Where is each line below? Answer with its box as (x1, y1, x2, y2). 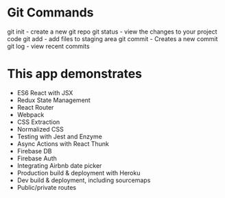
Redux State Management (16, 96, 91, 104)
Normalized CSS (16, 125, 64, 133)
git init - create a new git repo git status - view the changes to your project (7, 27, 217, 36)
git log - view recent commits (7, 42, 91, 50)
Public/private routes (16, 183, 77, 191)
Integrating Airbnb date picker (16, 161, 102, 169)
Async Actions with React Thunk (16, 139, 110, 148)
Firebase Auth (16, 154, 57, 162)
